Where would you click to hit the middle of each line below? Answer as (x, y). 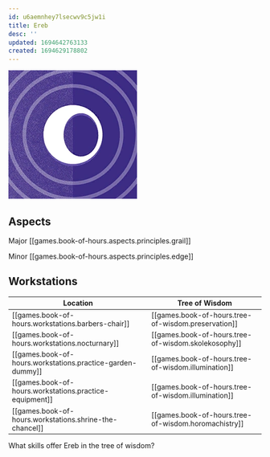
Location (78, 303)
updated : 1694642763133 (48, 43)
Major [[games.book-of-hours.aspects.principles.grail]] (100, 240)
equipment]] (33, 400)
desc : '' (23, 34)
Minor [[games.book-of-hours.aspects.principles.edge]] (101, 256)
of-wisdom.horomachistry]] (198, 423)
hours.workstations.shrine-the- (65, 419)
